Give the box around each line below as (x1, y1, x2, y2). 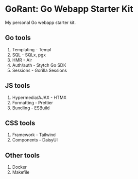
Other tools (5, 151, 40, 159)
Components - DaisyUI (12, 137, 58, 143)
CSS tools (5, 119, 35, 127)
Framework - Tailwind (12, 132, 56, 138)
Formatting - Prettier (12, 99, 53, 105)
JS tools (5, 81, 30, 90)
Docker (12, 164, 27, 170)
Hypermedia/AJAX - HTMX (12, 94, 67, 100)
